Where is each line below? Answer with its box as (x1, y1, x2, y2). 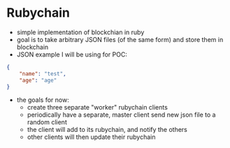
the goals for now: (16, 96, 69, 104)
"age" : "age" (19, 77, 57, 84)
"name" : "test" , (19, 70, 67, 77)
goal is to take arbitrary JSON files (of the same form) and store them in (16, 35, 224, 43)
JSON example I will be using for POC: (16, 50, 127, 59)
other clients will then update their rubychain (27, 133, 156, 141)
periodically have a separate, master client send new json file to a (27, 110, 216, 119)
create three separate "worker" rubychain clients (27, 103, 168, 112)
